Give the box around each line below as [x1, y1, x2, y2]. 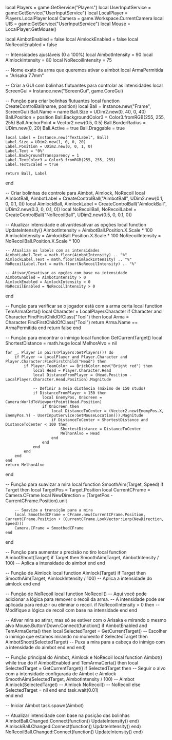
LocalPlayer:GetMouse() [5, 26, 57, 32]
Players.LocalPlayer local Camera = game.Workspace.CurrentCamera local [5, 15, 164, 21]
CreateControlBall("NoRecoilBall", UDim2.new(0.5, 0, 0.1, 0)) [5, 212, 132, 218]
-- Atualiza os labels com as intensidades [5, 248, 100, 253]
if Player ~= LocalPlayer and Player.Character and [14, 354, 127, 359]
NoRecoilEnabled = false [5, 42, 58, 48]
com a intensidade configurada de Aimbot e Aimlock [5, 671, 117, 677]
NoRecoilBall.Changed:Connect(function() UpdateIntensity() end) [5, 729, 143, 735]
